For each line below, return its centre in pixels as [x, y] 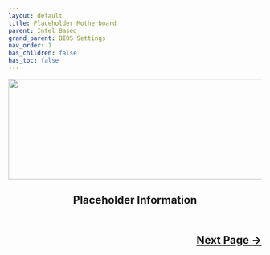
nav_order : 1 [30, 46]
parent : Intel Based [43, 30]
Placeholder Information [135, 200]
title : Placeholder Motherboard [62, 23]
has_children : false [43, 53]
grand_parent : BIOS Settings [57, 38]
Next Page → [229, 240]
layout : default [35, 16]
